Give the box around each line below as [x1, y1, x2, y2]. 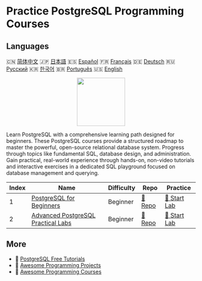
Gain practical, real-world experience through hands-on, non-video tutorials [6, 157, 195, 163]
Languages [6, 41, 49, 51]
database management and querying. [6, 169, 99, 176]
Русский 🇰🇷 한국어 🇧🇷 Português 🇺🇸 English [6, 65, 123, 72]
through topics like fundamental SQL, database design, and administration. [6, 150, 191, 157]
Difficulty [108, 184, 136, 192]
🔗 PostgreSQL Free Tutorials [14, 255, 85, 262]
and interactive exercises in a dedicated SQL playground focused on [6, 163, 176, 170]
